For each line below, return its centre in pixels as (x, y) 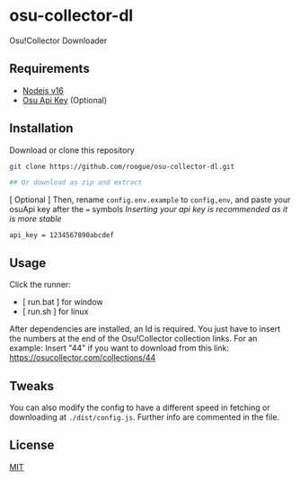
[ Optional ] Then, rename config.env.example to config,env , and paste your (150, 200)
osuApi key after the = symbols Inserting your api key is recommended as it (149, 209)
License (32, 445)
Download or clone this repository (72, 150)
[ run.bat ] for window (62, 302)
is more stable (35, 219)
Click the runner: (40, 285)
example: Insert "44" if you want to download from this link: (119, 348)
